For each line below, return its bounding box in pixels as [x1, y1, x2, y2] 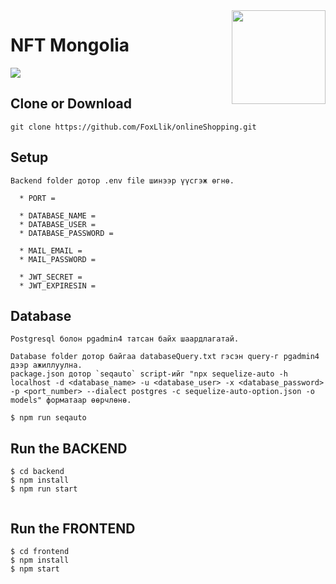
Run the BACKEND [10, 440, 128, 457]
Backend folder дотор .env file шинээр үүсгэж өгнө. [10, 175, 235, 186]
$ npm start [10, 564, 60, 574]
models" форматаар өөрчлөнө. [10, 395, 132, 406]
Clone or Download [10, 95, 132, 113]
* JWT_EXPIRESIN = [19, 280, 97, 291]
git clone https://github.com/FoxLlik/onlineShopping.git [10, 122, 257, 132]
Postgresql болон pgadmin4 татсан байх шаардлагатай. [10, 334, 240, 344]
